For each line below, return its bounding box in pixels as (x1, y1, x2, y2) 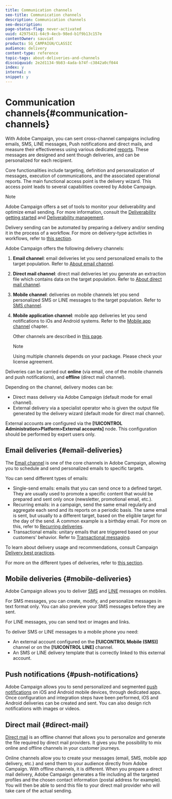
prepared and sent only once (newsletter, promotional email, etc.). (12, 496, 153, 502)
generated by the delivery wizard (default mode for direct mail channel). (12, 410, 165, 416)
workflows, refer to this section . (5, 235, 73, 241)
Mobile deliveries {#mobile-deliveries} (5, 574, 132, 583)
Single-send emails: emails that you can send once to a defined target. (12, 485, 163, 491)
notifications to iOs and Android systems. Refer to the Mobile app (12, 318, 151, 324)
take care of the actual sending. (5, 788, 73, 794)
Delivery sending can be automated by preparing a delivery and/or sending (5, 224, 164, 230)
